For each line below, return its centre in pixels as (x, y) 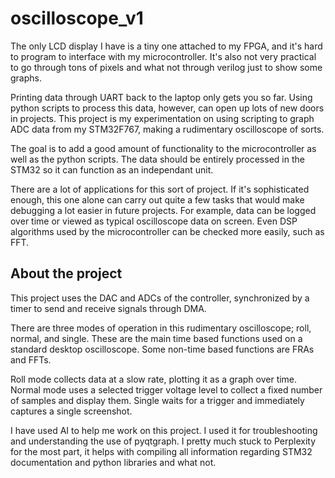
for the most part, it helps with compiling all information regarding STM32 (161, 451)
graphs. (26, 78)
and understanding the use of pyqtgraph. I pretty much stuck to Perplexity (163, 441)
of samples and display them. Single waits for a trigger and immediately (157, 400)
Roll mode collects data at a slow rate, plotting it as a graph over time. (154, 379)
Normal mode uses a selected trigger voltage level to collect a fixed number (166, 389)
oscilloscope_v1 (77, 18)
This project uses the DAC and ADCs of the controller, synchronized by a (160, 298)
